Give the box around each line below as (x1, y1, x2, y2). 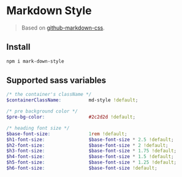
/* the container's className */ (6, 92, 92, 98)
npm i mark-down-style (6, 58, 64, 65)
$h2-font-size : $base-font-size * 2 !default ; (6, 142, 169, 148)
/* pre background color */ (6, 108, 78, 114)
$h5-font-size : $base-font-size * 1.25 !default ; (6, 159, 176, 166)
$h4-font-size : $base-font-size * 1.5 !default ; (6, 154, 174, 160)
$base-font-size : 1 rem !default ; (6, 130, 127, 137)
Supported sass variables (6, 75, 107, 86)
